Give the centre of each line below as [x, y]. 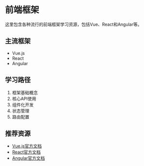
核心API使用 [24, 99]
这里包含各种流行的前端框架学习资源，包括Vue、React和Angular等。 [73, 24]
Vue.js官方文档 [27, 146]
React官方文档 [26, 152]
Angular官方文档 [28, 158]
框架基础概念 [25, 92]
